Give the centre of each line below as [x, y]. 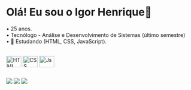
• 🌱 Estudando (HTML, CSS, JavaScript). [56, 41]
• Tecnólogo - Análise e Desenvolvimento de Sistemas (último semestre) [96, 35]
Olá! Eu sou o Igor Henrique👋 [79, 12]
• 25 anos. [19, 29]
